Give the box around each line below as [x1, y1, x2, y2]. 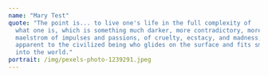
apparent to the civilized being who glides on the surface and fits [15, 41, 251, 49]
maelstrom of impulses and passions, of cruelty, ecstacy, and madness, [15, 33, 262, 42]
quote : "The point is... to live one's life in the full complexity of [8, 19, 251, 27]
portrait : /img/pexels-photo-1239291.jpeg [8, 56, 152, 64]
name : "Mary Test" [8, 11, 69, 20]
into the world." [15, 48, 73, 56]
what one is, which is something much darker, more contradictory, [15, 26, 245, 34]
